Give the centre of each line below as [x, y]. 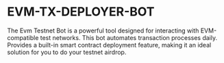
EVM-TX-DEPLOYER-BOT [81, 12]
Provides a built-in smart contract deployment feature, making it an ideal [109, 45]
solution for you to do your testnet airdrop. [67, 52]
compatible [23, 37]
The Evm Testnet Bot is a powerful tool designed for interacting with [103, 30]
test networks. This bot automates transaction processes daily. [129, 37]
